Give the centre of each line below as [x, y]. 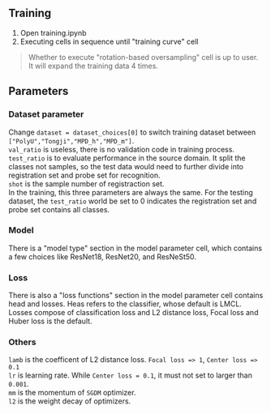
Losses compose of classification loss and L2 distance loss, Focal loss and [133, 313]
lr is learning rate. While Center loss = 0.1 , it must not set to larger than [131, 375]
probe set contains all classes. [59, 209]
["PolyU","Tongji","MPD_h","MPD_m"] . [71, 140]
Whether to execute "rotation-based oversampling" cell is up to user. [143, 57]
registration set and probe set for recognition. [84, 175]
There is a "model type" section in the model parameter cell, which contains [135, 248]
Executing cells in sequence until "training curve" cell [109, 41]
